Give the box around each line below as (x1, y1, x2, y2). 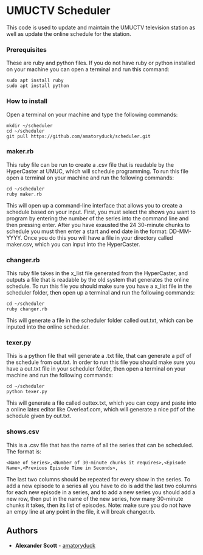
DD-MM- (169, 228, 191, 235)
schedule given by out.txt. (6, 412, 72, 420)
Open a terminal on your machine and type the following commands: (6, 111, 178, 118)
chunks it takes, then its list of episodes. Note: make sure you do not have (6, 501, 191, 509)
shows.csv (6, 427, 40, 436)
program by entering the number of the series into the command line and (6, 214, 189, 222)
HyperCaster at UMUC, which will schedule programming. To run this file (6, 167, 188, 175)
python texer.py (6, 389, 47, 395)
